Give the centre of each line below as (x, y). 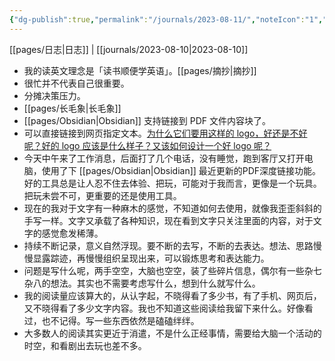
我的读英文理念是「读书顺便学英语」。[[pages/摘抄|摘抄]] (140, 70)
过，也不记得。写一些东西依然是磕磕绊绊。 (111, 320)
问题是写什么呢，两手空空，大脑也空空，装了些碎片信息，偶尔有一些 (164, 270)
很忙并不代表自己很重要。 (76, 83)
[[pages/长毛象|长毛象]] (72, 108)
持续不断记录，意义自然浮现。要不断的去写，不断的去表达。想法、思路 (168, 245)
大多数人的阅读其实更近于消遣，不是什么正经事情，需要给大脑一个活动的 (172, 333)
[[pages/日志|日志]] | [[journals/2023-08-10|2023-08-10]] (129, 49)
